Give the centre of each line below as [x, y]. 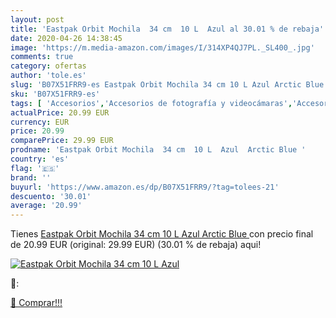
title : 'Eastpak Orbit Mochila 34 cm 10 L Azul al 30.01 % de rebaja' [167, 29]
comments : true [42, 57]
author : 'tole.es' [48, 76]
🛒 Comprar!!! [36, 303]
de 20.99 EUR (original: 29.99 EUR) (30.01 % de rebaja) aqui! [136, 245]
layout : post [37, 19]
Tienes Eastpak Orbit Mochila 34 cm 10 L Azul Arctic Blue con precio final [162, 234]
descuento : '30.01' [51, 196]
